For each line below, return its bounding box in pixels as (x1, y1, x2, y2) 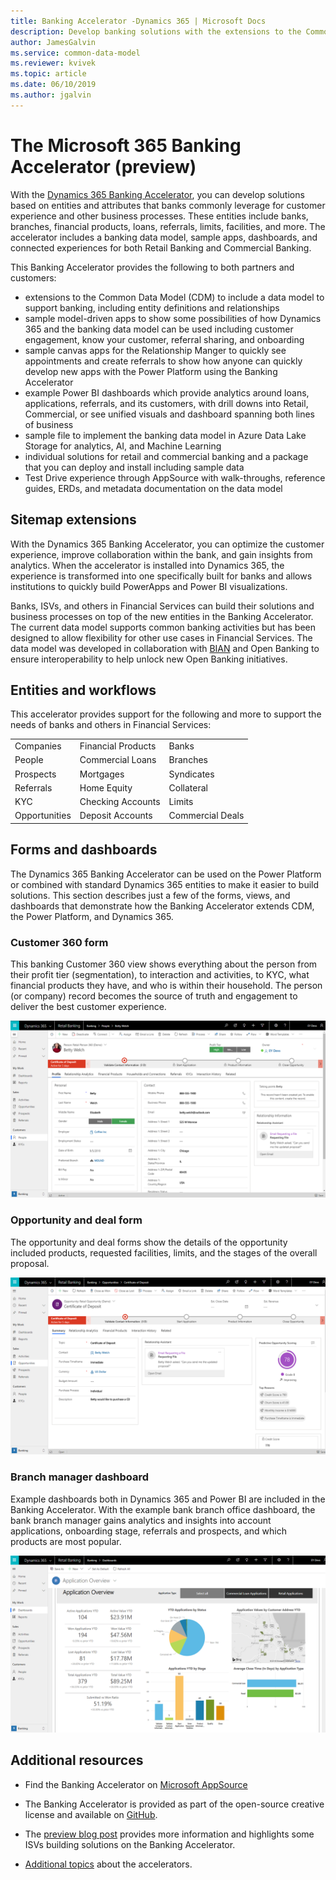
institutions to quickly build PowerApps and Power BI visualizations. (10, 580, 288, 592)
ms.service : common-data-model (10, 48, 141, 58)
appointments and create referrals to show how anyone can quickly (24, 355, 303, 367)
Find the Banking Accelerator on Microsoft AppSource (24, 1778, 248, 1790)
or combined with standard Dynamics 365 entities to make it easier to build (10, 878, 320, 890)
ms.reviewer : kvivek (10, 58, 97, 69)
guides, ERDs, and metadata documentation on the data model (24, 482, 283, 494)
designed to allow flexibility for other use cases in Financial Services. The (10, 631, 313, 644)
